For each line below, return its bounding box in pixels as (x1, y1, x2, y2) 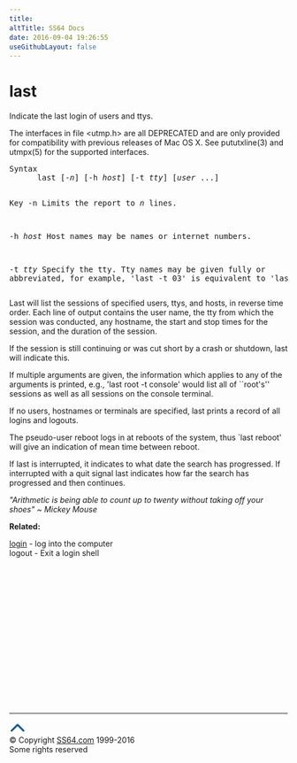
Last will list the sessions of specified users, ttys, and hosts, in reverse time (9, 297, 284, 309)
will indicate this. (9, 352, 71, 363)
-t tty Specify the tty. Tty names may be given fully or (9, 265, 266, 274)
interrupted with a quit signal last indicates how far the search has (9, 468, 249, 479)
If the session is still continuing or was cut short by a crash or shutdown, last (9, 343, 288, 354)
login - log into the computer (9, 538, 113, 549)
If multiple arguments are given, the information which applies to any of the (9, 370, 283, 381)
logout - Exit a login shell (9, 548, 100, 559)
